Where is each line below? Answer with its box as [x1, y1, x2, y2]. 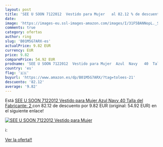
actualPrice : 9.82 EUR [5, 43, 51, 48]
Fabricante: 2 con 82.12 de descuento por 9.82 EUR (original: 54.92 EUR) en [5, 103, 157, 109]
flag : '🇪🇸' [5, 71, 29, 75]
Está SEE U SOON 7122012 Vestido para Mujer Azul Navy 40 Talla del [5, 97, 143, 103]
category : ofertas [5, 30, 42, 35]
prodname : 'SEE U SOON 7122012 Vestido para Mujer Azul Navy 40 [5, 61, 149, 66]
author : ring [5, 35, 32, 39]
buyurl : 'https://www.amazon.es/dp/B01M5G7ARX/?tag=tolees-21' [5, 75, 136, 80]
